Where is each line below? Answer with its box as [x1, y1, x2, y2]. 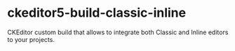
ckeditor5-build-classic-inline [7, 5, 187, 21]
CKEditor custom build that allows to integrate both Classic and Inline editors [7, 28, 229, 36]
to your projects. [7, 35, 55, 43]
